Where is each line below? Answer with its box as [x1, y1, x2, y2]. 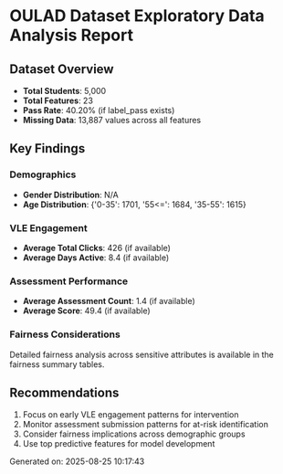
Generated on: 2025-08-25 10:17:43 [9, 456, 145, 467]
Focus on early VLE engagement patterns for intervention [22, 409, 239, 420]
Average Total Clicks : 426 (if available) [22, 242, 172, 253]
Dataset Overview [9, 61, 114, 77]
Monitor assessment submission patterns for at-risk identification [22, 419, 269, 430]
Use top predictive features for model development [22, 438, 215, 449]
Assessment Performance [9, 275, 129, 288]
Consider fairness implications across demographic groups [22, 428, 246, 439]
